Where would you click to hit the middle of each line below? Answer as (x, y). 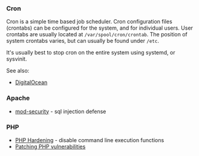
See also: (18, 71)
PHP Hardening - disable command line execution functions (90, 140)
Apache (18, 98)
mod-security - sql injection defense (60, 111)
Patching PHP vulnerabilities (50, 146)
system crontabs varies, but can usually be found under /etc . (83, 41)
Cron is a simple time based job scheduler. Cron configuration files (89, 22)
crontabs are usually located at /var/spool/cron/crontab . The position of (97, 34)
